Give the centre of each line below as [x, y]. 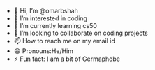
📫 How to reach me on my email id [64, 41]
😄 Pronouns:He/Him [44, 51]
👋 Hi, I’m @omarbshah [46, 11]
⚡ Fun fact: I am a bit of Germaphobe [67, 59]
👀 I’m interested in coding [51, 18]
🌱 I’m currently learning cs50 [56, 26]
